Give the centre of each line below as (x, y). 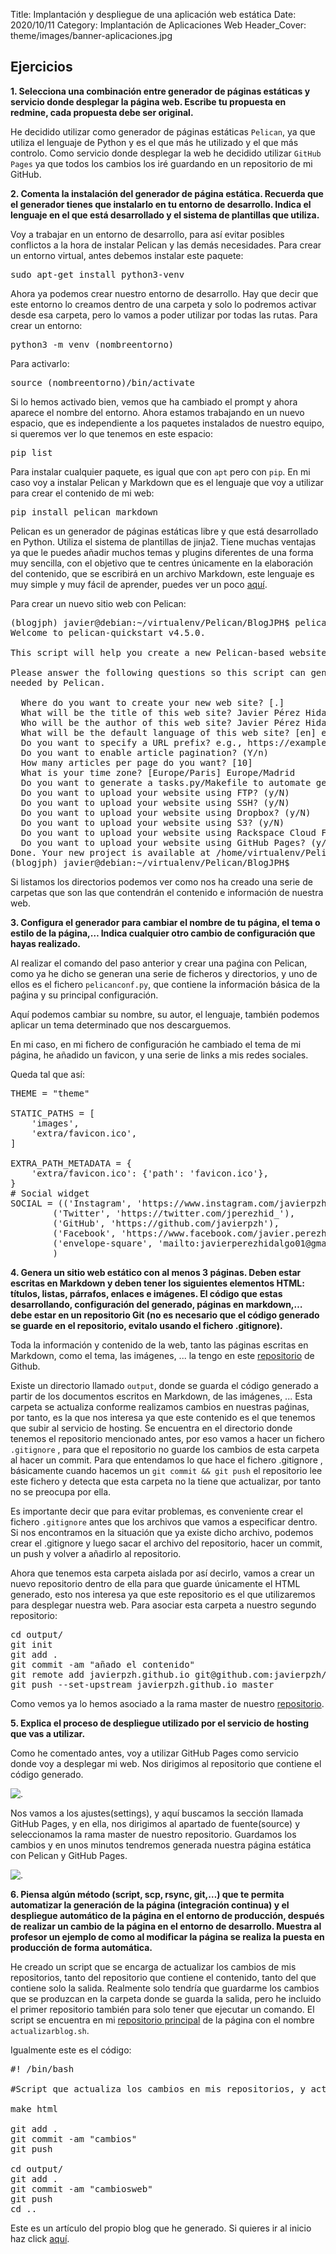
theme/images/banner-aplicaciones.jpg (91, 35)
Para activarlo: (40, 363)
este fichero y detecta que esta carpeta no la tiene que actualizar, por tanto (166, 1481)
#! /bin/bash (42, 2068)
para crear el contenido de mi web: (82, 493)
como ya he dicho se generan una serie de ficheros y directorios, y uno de (164, 973)
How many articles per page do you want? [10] (136, 762)
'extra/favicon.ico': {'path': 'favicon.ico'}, (150, 1173)
